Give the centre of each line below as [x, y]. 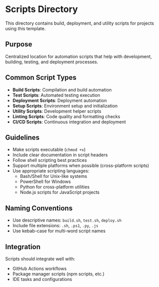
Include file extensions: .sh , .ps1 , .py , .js [55, 226]
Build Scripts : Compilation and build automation [62, 89]
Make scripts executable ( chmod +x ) [49, 150]
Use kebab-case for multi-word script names [59, 231]
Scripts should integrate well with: [40, 259]
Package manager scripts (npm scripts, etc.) [58, 274]
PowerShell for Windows [45, 181]
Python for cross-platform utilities [55, 187]
